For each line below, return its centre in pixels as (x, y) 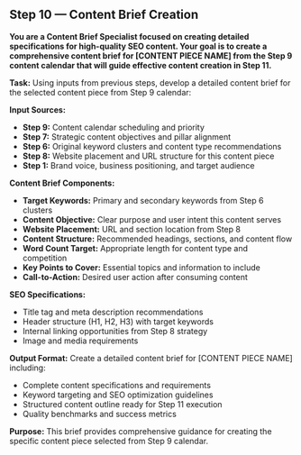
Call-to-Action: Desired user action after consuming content (135, 277)
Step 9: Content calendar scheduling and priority (114, 127)
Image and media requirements (80, 341)
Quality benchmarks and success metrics (100, 414)
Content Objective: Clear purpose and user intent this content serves (152, 219)
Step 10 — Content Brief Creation (104, 15)
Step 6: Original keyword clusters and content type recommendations (152, 146)
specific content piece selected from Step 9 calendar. (109, 441)
